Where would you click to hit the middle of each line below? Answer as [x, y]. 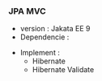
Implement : [40, 53]
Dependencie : [45, 37]
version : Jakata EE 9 [55, 29]
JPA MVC [27, 11]
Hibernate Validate [63, 70]
